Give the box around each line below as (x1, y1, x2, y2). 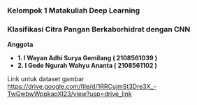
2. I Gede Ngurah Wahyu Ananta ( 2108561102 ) (17, 62, 157, 70)
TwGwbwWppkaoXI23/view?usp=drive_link (7, 90, 132, 98)
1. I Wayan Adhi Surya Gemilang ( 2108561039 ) (17, 54, 158, 62)
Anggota (7, 41, 34, 49)
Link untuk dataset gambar (7, 75, 85, 83)
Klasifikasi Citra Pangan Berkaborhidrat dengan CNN (7, 24, 191, 34)
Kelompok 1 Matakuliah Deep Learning (7, 6, 140, 15)
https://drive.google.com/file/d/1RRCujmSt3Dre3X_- (7, 83, 156, 91)
